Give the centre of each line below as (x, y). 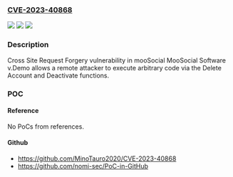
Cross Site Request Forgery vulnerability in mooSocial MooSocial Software (117, 60)
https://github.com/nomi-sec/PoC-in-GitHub (83, 166)
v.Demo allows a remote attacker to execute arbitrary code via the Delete (115, 68)
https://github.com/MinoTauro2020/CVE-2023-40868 (97, 159)
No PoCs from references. (46, 127)
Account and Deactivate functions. (58, 75)
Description (28, 45)
